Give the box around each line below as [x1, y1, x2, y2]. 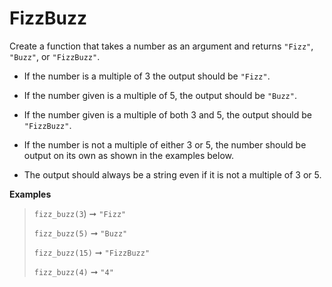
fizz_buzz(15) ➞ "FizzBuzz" [33, 246, 151, 258]
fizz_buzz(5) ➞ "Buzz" [33, 227, 128, 239]
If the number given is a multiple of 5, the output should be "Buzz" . [23, 89, 297, 101]
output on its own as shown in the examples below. [23, 149, 235, 161]
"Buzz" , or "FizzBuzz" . [9, 50, 101, 62]
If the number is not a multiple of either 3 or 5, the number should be [23, 138, 307, 151]
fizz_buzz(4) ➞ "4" [33, 265, 114, 277]
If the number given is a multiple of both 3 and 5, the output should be [23, 108, 312, 121]
